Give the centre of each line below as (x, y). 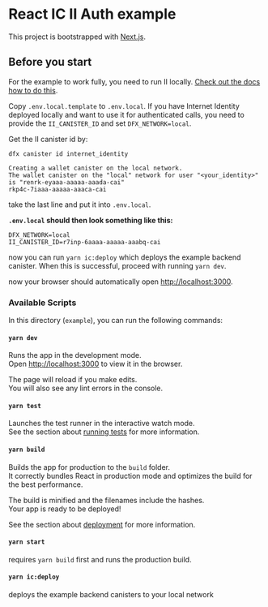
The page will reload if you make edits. (73, 380)
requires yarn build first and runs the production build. (100, 559)
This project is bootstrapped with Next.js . (77, 37)
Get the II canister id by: (48, 139)
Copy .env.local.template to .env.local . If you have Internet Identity (124, 105)
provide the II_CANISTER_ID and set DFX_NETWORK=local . (100, 123)
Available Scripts (43, 303)
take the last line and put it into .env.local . (80, 204)
